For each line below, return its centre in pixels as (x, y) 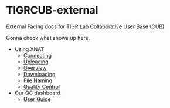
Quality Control (42, 86)
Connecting (37, 55)
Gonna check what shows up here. (48, 38)
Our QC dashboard (37, 93)
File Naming (38, 80)
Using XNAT (29, 49)
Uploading (36, 62)
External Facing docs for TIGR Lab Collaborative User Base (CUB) (85, 26)
